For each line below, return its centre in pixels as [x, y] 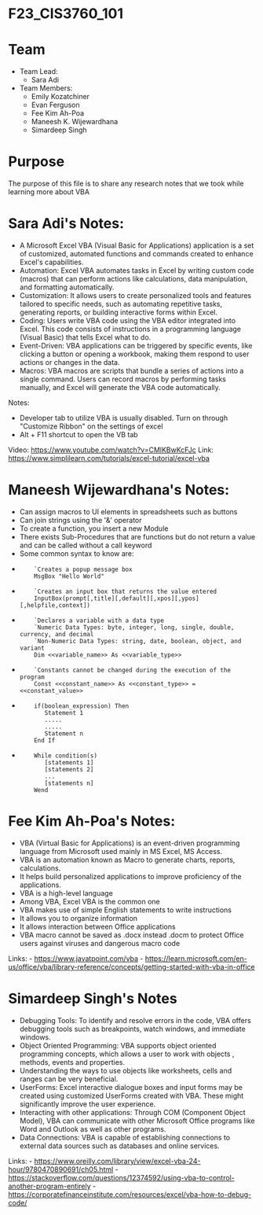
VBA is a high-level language [66, 893]
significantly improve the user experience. [88, 1104]
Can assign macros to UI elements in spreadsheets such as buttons [128, 511]
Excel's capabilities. [51, 262]
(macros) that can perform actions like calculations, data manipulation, [133, 279]
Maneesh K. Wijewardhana [75, 122]
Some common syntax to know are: [77, 553]
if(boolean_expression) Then [82, 706]
